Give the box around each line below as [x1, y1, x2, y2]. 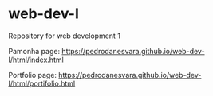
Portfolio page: [8, 70, 57, 79]
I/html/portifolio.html [8, 79, 76, 88]
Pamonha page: [8, 46, 61, 56]
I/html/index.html [8, 55, 64, 64]
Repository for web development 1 [8, 31, 121, 40]
